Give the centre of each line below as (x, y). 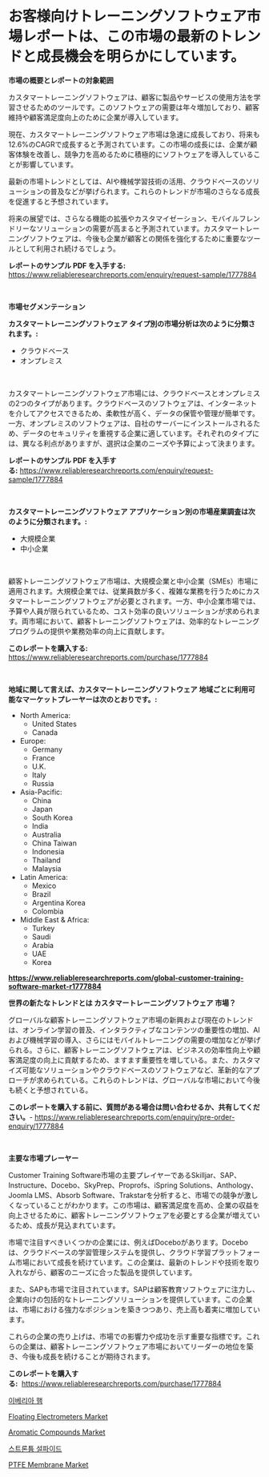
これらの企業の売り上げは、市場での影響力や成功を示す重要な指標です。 (127, 1336)
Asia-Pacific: (41, 792)
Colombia (48, 911)
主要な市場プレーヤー (43, 1158)
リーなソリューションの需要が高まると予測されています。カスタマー (126, 228)
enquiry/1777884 (36, 1126)
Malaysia (46, 868)
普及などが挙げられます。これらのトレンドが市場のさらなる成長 (155, 191)
